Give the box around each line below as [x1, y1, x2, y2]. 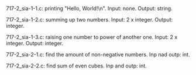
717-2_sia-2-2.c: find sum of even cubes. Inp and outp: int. [6, 62, 147, 69]
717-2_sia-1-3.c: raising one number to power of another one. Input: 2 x [6, 34, 178, 40]
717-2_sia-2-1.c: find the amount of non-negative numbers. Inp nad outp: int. [6, 51, 190, 58]
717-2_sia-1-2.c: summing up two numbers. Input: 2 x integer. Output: [6, 16, 173, 23]
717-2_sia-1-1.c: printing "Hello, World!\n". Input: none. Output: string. [6, 5, 173, 12]
